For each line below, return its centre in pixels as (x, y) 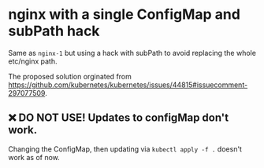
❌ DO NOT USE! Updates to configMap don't (119, 118)
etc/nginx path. (33, 61)
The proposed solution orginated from (70, 76)
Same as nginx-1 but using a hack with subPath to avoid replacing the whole (132, 53)
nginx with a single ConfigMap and (124, 15)
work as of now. (34, 157)
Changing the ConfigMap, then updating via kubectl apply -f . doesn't (125, 149)
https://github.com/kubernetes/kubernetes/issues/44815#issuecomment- (128, 85)
